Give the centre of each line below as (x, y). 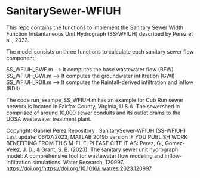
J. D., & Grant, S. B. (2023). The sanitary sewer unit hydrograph (101, 149)
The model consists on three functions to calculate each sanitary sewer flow (100, 51)
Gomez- (175, 143)
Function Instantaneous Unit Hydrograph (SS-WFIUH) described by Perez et (100, 33)
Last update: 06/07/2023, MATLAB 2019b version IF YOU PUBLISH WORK (97, 137)
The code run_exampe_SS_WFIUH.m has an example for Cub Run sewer (95, 100)
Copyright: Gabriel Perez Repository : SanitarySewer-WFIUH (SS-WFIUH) (96, 130)
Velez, (14, 149)
